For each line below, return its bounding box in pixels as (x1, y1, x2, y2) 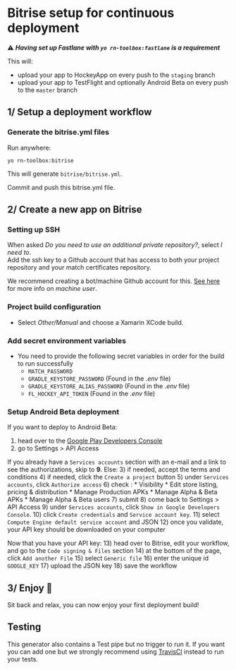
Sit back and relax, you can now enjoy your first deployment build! (7, 601, 199, 609)
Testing (7, 621, 42, 633)
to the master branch (17, 85, 77, 94)
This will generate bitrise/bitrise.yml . (7, 169, 123, 178)
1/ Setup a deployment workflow (7, 106, 152, 118)
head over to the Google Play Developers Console (17, 436, 163, 445)
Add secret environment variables (7, 335, 127, 345)
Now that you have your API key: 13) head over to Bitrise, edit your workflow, (7, 539, 230, 548)
